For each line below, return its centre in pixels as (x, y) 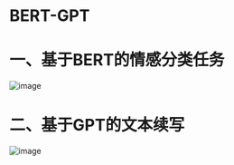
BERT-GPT (50, 16)
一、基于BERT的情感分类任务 (117, 60)
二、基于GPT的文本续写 (97, 126)
